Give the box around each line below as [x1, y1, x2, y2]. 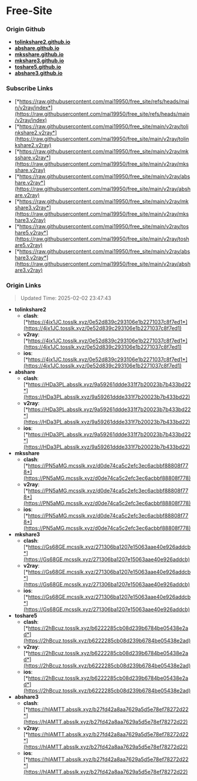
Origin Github [6, 25, 46, 34]
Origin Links [6, 281, 42, 289]
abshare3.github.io [14, 69, 63, 77]
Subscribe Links [6, 84, 53, 92]
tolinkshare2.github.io [14, 38, 70, 45]
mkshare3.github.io [14, 57, 64, 64]
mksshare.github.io [14, 51, 64, 58]
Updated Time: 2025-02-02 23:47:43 [20, 295, 111, 302]
